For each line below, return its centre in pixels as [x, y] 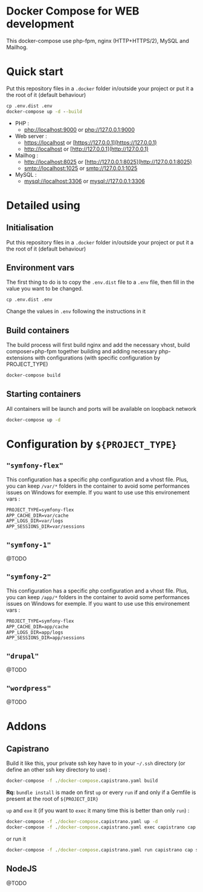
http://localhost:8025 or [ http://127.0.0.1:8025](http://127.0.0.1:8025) [108, 162]
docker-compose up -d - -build [44, 111]
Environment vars [40, 268]
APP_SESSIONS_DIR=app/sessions [46, 638]
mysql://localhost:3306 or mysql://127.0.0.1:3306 [84, 181]
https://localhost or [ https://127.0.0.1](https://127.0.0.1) [90, 142]
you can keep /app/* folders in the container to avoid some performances [98, 597]
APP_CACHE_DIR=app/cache [37, 627]
